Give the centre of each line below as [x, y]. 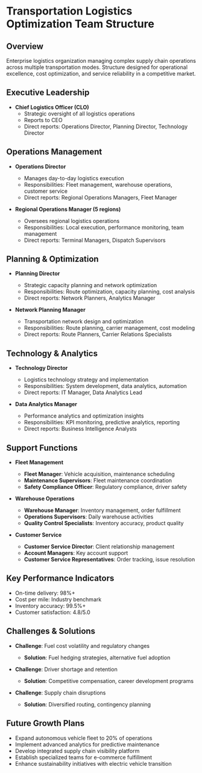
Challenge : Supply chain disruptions [60, 693]
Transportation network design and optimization [84, 322]
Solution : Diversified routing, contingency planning [87, 704]
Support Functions [42, 448]
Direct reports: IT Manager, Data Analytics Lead [83, 393]
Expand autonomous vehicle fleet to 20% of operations [84, 738]
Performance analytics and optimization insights [84, 416]
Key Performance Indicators [60, 578]
